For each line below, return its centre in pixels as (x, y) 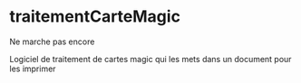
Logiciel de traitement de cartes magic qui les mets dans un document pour (150, 59)
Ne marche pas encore (52, 41)
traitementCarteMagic (95, 17)
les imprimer (33, 69)
